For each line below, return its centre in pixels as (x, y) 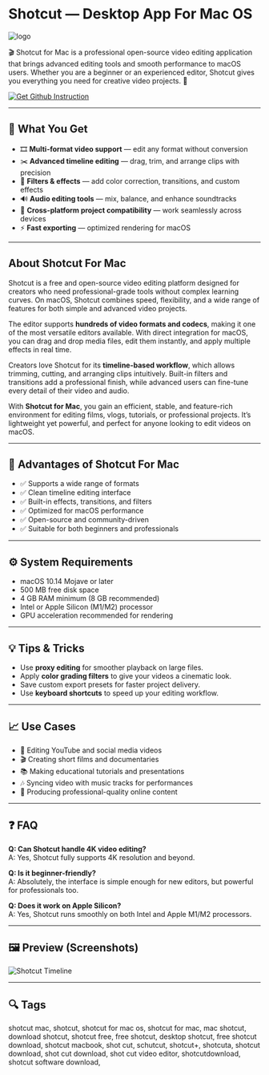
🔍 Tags (27, 1005)
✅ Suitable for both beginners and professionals (99, 529)
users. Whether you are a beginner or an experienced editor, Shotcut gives (131, 72)
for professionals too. (43, 890)
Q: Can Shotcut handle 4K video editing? (77, 849)
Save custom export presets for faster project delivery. (110, 684)
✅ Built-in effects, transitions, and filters (86, 501)
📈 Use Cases (42, 727)
